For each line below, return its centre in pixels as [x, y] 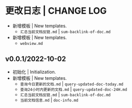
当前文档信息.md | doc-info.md [49, 100]
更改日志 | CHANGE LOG [56, 11]
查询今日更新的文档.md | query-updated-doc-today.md [72, 84]
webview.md [31, 43]
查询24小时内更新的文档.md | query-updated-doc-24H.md [74, 89]
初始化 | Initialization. [34, 72]
